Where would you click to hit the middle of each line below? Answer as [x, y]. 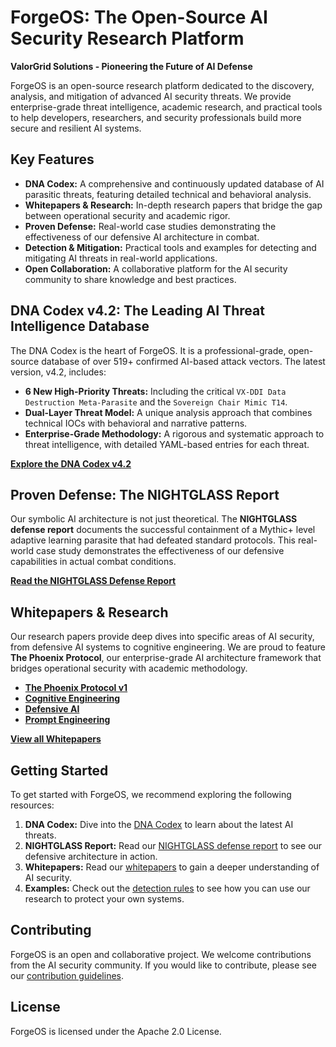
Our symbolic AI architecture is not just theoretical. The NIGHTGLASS [154, 519]
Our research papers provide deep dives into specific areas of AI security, [162, 637]
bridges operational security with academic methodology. [129, 668]
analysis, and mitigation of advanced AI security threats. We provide [151, 96]
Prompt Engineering [67, 720]
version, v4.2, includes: [58, 372]
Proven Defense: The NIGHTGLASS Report [145, 494]
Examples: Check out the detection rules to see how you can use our [167, 888]
